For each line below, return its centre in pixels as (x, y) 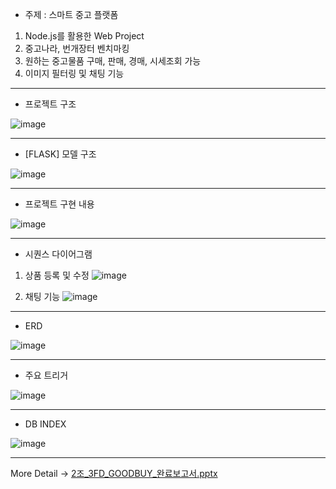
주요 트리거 (46, 375)
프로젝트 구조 (50, 104)
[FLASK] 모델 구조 (60, 154)
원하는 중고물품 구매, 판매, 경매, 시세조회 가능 (113, 61)
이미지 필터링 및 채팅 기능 (74, 73)
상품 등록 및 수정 (57, 275)
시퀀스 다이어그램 (58, 254)
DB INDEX (45, 424)
